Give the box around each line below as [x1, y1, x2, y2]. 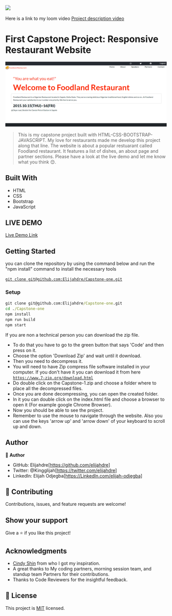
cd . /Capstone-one [5, 306, 45, 312]
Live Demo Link [5, 232, 38, 238]
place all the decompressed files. [12, 385, 83, 392]
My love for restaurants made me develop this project [48, 137, 161, 143]
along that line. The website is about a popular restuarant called [17, 142, 153, 149]
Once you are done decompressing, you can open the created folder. [12, 391, 159, 397]
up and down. [12, 423, 42, 429]
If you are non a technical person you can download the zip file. [5, 332, 140, 338]
